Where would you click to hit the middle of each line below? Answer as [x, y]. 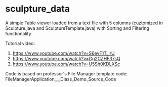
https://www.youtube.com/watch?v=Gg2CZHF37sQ [66, 58]
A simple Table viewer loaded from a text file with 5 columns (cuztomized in [84, 23]
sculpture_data [37, 9]
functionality [18, 33]
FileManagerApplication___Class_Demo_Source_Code [61, 79]
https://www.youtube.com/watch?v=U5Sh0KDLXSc [66, 64]
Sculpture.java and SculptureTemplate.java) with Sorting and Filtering [77, 28]
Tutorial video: [20, 43]
